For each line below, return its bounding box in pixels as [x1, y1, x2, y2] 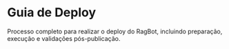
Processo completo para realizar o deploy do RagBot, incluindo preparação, [7, 27, 223, 35]
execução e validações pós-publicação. [7, 34, 121, 42]
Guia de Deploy [7, 5, 97, 20]
